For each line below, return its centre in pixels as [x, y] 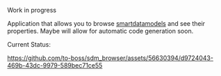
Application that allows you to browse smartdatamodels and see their [106, 23]
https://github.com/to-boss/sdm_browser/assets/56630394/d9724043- [110, 58]
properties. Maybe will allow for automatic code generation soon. [100, 31]
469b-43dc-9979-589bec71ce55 [55, 65]
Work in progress [32, 10]
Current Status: [29, 44]
